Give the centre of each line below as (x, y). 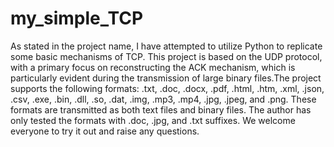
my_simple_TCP (77, 18)
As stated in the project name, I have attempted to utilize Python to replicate (166, 46)
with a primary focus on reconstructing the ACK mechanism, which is (153, 67)
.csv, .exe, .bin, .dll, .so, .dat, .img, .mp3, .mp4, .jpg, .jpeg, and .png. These (163, 99)
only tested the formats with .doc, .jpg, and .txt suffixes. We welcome (153, 120)
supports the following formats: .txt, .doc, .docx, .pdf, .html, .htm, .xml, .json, (167, 88)
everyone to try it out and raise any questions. (105, 131)
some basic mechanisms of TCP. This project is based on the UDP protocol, (166, 56)
